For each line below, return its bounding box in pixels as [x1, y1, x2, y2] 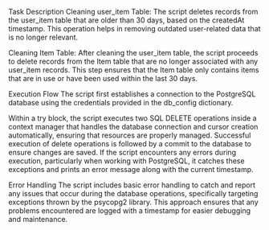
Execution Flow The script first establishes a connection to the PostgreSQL [8, 89, 256, 99]
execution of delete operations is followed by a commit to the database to [8, 139, 251, 148]
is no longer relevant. [8, 32, 79, 42]
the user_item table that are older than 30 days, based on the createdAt [8, 15, 245, 25]
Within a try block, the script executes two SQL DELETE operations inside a [8, 113, 257, 123]
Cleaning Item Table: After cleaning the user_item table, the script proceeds [8, 48, 259, 57]
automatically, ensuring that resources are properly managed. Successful [8, 130, 251, 140]
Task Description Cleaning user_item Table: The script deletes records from [8, 7, 259, 16]
